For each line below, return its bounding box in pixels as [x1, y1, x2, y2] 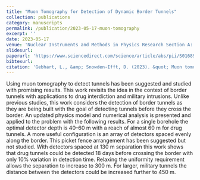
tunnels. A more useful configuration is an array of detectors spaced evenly [6, 131, 192, 138]
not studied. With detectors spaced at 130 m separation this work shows [6, 143, 183, 150]
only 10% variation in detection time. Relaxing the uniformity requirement [6, 156, 185, 163]
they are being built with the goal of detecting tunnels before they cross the [6, 105, 192, 113]
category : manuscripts [6, 20, 62, 26]
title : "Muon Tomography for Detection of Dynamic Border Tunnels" [6, 8, 177, 15]
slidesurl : [6, 48, 33, 53]
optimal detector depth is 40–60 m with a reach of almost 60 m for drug [6, 124, 183, 131]
